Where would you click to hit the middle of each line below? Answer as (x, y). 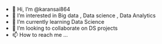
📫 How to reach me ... (40, 35)
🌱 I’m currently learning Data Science (58, 22)
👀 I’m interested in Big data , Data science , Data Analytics (84, 15)
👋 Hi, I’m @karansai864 (41, 9)
